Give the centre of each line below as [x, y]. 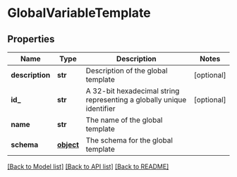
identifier [101, 109]
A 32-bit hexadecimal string [133, 91]
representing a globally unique [136, 100]
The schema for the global [129, 140]
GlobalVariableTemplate [79, 13]
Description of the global [127, 71]
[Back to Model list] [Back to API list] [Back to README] [88, 166]
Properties [31, 39]
